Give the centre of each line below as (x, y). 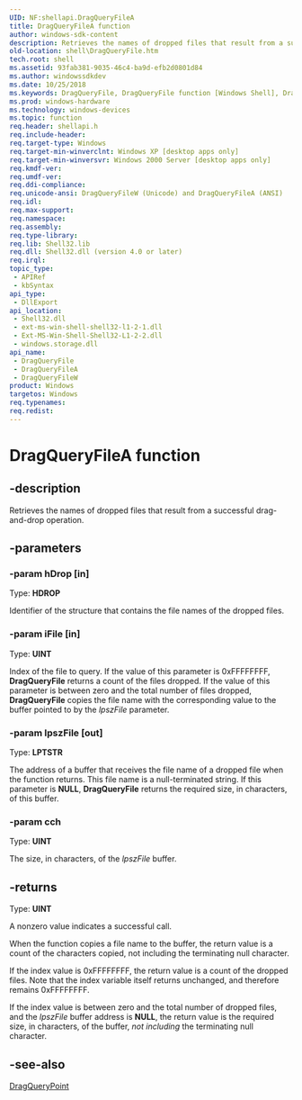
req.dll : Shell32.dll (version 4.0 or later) (96, 252)
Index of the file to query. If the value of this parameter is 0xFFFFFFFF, (140, 671)
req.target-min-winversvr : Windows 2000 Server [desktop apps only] (140, 160)
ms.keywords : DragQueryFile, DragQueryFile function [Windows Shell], (144, 93)
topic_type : (31, 269)
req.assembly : (36, 227)
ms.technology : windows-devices (70, 110)
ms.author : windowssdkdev (58, 77)
